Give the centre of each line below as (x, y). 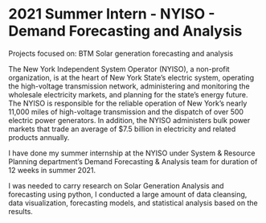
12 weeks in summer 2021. (52, 170)
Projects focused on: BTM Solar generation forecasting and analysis (121, 53)
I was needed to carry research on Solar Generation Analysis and (116, 185)
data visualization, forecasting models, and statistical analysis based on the (133, 203)
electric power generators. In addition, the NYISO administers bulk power (129, 120)
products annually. (39, 137)
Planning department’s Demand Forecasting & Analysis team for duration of (133, 161)
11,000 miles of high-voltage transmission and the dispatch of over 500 (126, 111)
